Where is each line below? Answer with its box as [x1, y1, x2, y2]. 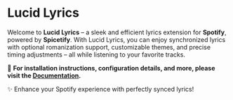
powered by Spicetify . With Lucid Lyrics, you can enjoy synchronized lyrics [7, 35, 226, 43]
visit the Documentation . [7, 71, 81, 80]
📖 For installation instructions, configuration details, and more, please [7, 64, 215, 72]
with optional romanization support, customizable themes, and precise [7, 43, 211, 51]
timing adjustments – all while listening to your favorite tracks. [7, 50, 186, 59]
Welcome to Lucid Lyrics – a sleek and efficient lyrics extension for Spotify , [7, 28, 227, 36]
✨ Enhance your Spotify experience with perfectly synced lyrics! [7, 85, 194, 93]
